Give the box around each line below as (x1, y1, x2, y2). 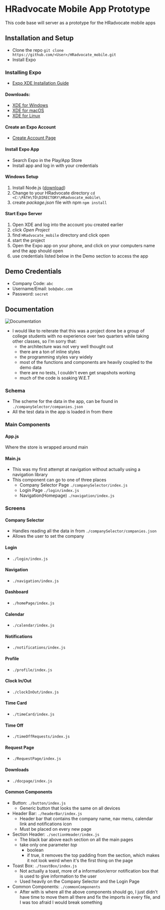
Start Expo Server (5, 211, 42, 217)
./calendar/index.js (12, 623, 55, 628)
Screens (5, 505, 26, 512)
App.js (5, 433, 19, 439)
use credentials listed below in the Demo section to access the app (12, 253, 149, 259)
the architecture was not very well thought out (19, 343, 113, 349)
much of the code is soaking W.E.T (19, 375, 90, 381)
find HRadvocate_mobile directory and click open (12, 232, 110, 238)
